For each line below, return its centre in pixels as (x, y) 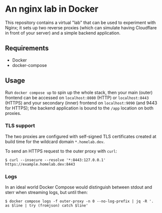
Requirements (27, 48)
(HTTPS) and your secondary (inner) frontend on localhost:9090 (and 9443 (81, 103)
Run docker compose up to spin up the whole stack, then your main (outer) (79, 92)
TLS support (20, 126)
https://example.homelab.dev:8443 (40, 164)
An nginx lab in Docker (52, 9)
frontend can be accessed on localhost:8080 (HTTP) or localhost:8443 (77, 97)
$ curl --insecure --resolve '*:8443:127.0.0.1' (55, 160)
